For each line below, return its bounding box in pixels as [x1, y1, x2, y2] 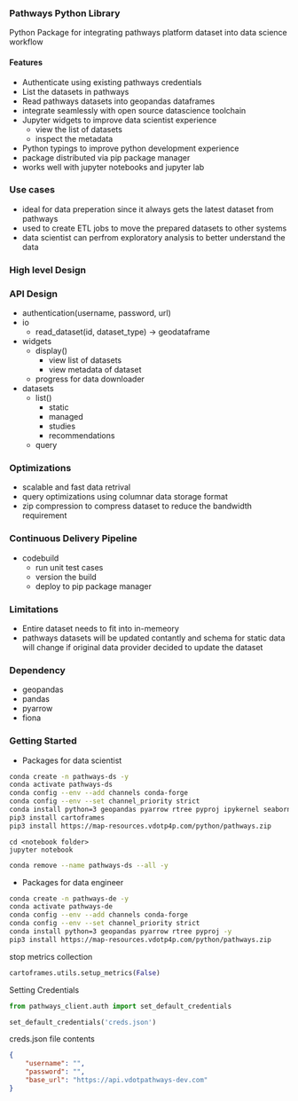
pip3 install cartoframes [9, 813, 105, 822]
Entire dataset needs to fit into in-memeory [21, 623, 180, 633]
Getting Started [9, 735, 77, 747]
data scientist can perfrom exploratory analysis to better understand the [21, 232, 286, 242]
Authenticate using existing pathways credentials [21, 76, 202, 87]
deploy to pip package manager [35, 580, 153, 592]
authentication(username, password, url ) [21, 308, 171, 319]
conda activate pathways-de [9, 902, 114, 911]
